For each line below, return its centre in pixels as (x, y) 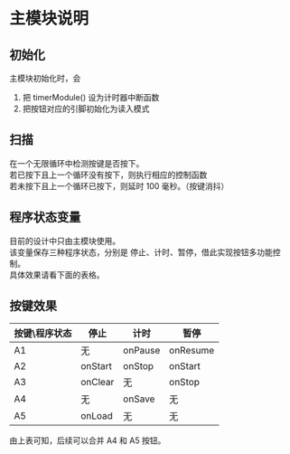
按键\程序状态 (43, 334)
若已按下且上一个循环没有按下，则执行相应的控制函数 (108, 175)
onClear (98, 383)
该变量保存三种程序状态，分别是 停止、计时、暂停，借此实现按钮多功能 (141, 252)
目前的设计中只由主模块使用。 (65, 241)
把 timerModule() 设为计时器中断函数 (91, 97)
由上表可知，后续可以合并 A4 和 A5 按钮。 (88, 440)
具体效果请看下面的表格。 (57, 274)
